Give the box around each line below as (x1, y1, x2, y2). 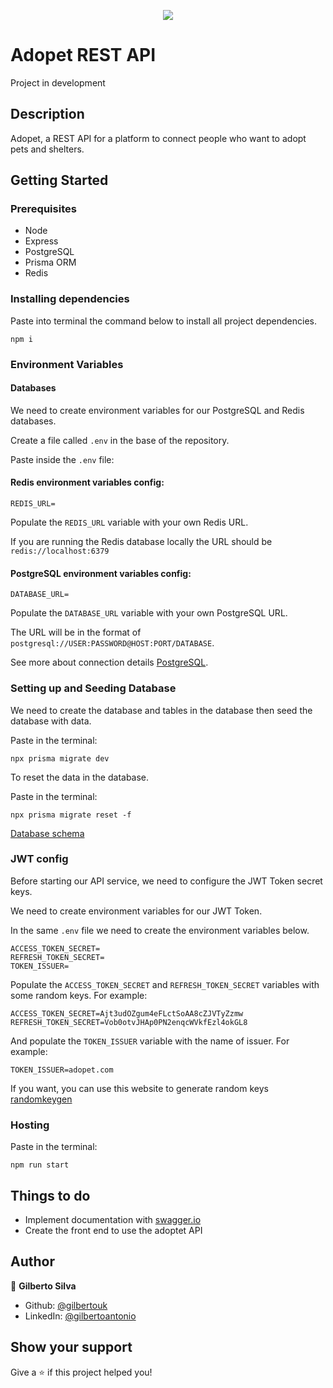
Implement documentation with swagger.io (24, 1213, 202, 1225)
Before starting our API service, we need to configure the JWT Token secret (10, 875, 323, 887)
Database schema (10, 827, 85, 839)
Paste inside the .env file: (10, 453, 115, 465)
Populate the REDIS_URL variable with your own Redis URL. (10, 516, 249, 529)
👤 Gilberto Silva (10, 1280, 77, 1292)
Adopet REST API (10, 44, 157, 67)
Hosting (10, 1118, 50, 1132)
